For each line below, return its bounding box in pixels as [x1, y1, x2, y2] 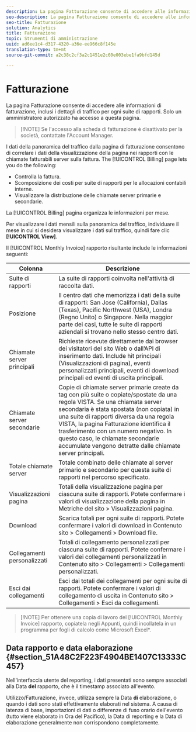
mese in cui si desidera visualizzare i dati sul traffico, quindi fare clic [6, 226, 170, 234]
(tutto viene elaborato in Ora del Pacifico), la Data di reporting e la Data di [6, 713, 183, 720]
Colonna [19, 264, 43, 272]
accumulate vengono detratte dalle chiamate [58, 441, 181, 450]
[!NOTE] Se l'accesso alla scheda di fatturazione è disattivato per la [20, 125, 183, 132]
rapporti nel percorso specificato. [58, 473, 150, 481]
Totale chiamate [9, 462, 53, 470]
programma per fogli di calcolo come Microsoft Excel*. [20, 626, 152, 633]
